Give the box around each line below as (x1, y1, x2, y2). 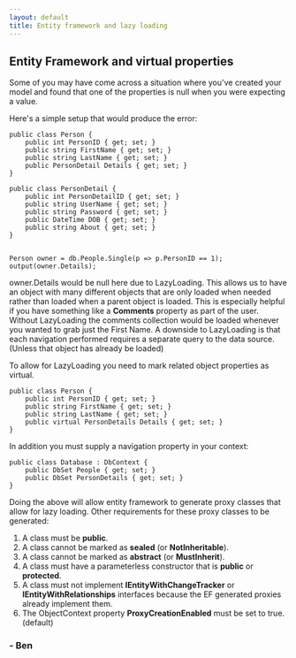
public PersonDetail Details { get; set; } (25, 161, 188, 171)
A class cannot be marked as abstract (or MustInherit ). (21, 552, 225, 562)
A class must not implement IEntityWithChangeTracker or (21, 580, 236, 591)
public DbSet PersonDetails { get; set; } (25, 474, 184, 483)
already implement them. (21, 599, 113, 609)
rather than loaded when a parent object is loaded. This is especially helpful (9, 296, 285, 307)
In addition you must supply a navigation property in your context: (9, 441, 249, 452)
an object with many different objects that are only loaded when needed (9, 287, 271, 297)
